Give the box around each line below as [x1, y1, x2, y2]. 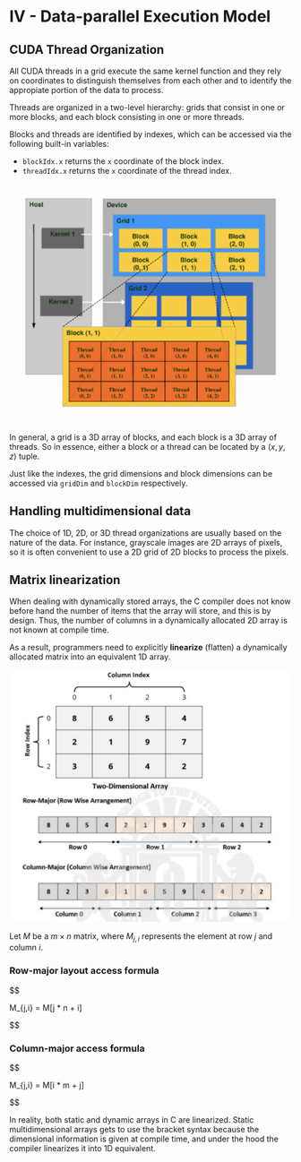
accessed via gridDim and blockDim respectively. [9, 478, 188, 488]
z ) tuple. [9, 451, 40, 461]
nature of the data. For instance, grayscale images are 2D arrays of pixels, [9, 537, 283, 547]
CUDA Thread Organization [9, 42, 165, 57]
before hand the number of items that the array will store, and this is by [9, 606, 271, 616]
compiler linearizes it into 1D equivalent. [9, 1143, 156, 1154]
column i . [9, 943, 43, 953]
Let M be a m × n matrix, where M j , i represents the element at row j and [9, 930, 273, 943]
